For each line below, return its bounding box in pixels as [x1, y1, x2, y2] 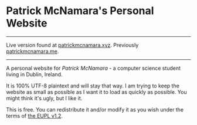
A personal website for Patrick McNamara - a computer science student [6, 65, 181, 72]
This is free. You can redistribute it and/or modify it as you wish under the [6, 106, 184, 113]
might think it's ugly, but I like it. [6, 94, 83, 102]
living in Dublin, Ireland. [6, 70, 63, 77]
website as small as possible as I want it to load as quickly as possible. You [6, 88, 187, 95]
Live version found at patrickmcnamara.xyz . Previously [6, 41, 139, 48]
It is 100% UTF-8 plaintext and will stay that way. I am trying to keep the [6, 82, 180, 89]
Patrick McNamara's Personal [6, 4, 154, 18]
